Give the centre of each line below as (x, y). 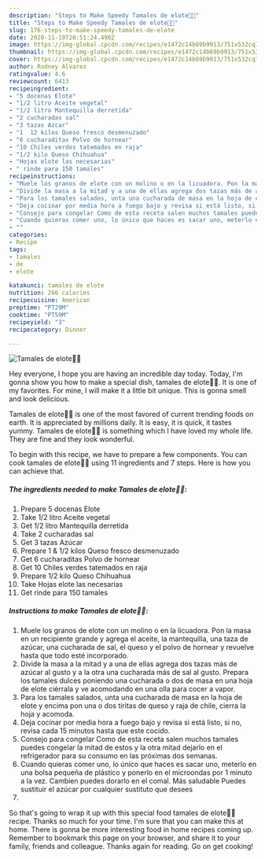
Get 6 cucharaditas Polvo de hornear (80, 559)
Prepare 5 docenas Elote (60, 509)
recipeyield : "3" (37, 322)
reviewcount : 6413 (39, 81)
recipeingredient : (39, 88)
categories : (28, 235)
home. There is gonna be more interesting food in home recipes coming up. (131, 830)
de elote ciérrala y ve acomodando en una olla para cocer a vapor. (128, 689)
